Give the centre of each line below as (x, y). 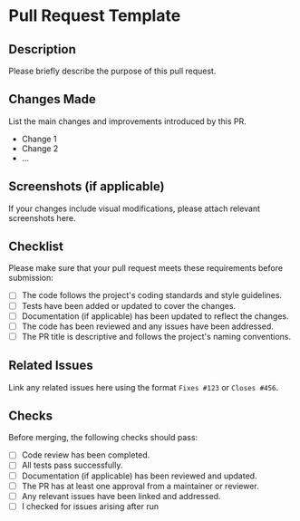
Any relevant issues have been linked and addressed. (121, 496)
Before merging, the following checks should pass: (103, 438)
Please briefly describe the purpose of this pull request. (112, 71)
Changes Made (52, 99)
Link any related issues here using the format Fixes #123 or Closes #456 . (144, 387)
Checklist (36, 247)
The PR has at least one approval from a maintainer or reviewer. (140, 486)
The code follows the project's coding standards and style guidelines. (152, 295)
